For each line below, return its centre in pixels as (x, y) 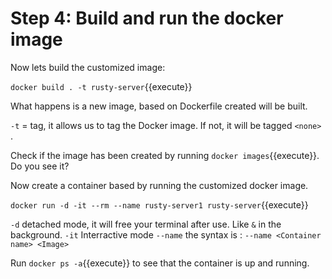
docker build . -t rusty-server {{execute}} (101, 86)
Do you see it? (40, 166)
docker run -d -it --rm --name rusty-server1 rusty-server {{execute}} (159, 204)
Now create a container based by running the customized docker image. (159, 185)
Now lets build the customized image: (88, 67)
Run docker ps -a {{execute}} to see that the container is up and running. (160, 263)
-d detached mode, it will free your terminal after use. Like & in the (146, 224)
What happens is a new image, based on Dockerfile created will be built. (159, 106)
